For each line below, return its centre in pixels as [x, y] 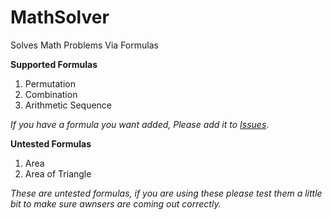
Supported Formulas [54, 64]
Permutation [50, 83]
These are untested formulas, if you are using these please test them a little [166, 193]
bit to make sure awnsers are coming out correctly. [116, 203]
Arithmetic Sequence [68, 105]
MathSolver [60, 17]
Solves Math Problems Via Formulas [84, 45]
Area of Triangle [58, 173]
